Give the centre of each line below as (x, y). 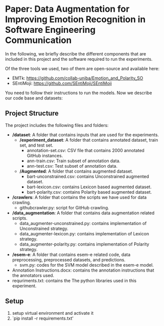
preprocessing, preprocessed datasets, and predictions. (69, 260)
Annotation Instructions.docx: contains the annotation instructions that (83, 270)
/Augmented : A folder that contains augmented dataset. (76, 171)
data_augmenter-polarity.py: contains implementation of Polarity (84, 244)
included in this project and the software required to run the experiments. (79, 59)
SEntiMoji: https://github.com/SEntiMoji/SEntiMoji (62, 83)
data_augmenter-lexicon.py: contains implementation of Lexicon (84, 233)
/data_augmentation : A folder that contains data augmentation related (83, 213)
